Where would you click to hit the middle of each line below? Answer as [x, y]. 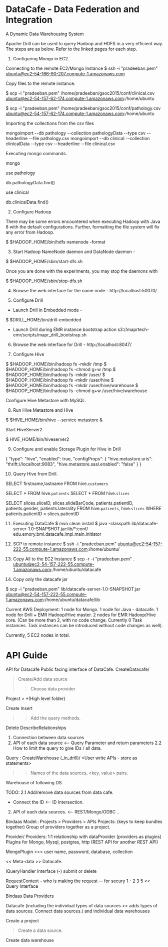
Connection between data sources [48, 737]
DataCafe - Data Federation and [72, 9]
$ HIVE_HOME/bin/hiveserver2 [37, 439]
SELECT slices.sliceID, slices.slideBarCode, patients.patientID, [70, 503]
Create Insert [19, 708]
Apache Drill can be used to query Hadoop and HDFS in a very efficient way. [84, 43]
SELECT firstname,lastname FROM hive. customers [57, 484]
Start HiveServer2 [24, 429]
